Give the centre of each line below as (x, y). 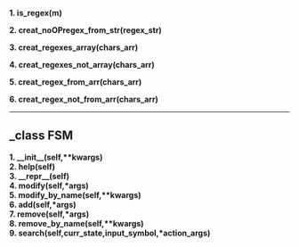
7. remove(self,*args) (49, 214)
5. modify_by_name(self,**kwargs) (75, 194)
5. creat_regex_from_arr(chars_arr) (76, 82)
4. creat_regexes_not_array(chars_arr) (82, 65)
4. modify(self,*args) (49, 185)
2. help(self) (32, 166)
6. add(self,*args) (43, 204)
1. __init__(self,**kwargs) (56, 157)
